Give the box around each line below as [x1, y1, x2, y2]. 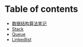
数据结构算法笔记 [11, 20, 47, 26]
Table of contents [4, 3, 79, 15]
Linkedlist [11, 36, 32, 43]
